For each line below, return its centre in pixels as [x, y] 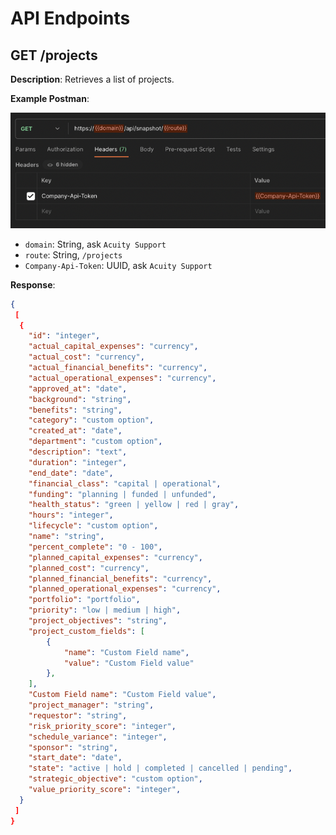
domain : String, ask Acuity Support [95, 244]
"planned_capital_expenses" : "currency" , [115, 557]
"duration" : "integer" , [78, 462]
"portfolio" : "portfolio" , [84, 600]
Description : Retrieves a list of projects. [92, 79]
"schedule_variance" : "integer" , [98, 737]
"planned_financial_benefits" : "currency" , [120, 578]
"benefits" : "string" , [75, 410]
